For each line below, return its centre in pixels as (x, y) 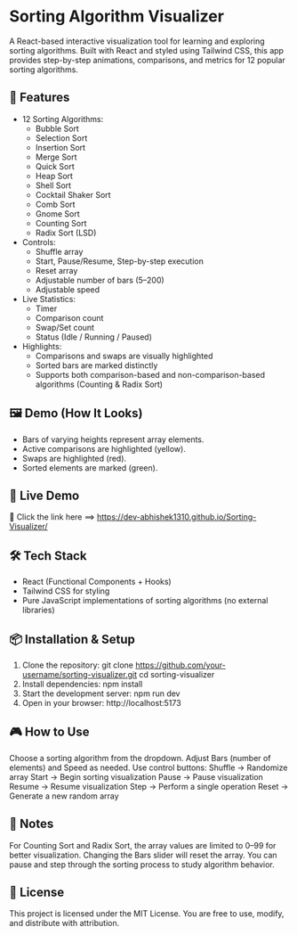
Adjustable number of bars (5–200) (100, 280)
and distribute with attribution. (64, 923)
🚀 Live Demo (44, 495)
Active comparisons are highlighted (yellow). (104, 448)
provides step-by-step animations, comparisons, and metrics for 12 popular (148, 60)
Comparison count (69, 317)
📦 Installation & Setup (72, 639)
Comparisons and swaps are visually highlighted (124, 356)
